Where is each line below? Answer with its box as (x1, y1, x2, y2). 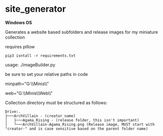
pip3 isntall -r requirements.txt (5, 53, 76, 58)
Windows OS (5, 20, 32, 25)
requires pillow (5, 44, 35, 49)
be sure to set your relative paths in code (5, 71, 88, 77)
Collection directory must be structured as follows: (5, 99, 108, 106)
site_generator (5, 3, 66, 15)
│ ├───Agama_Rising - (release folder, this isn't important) (5, 117, 139, 123)
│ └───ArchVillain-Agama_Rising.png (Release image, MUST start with (5, 122, 155, 127)
